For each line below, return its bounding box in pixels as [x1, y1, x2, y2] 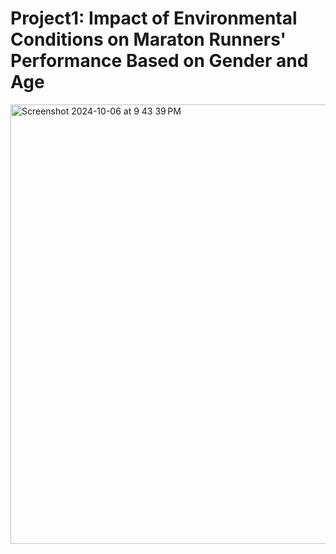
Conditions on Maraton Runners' [10, 28, 287, 51]
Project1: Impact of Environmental [10, 7, 298, 30]
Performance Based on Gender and [10, 50, 309, 72]
